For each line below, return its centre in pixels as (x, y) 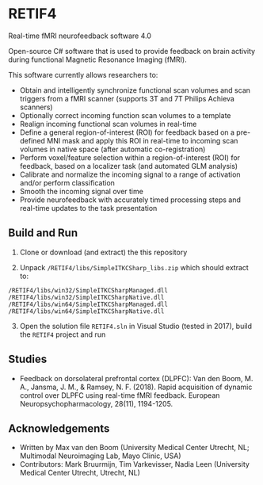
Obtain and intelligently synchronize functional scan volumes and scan (135, 90)
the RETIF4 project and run (63, 334)
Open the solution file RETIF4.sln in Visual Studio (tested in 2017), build (135, 326)
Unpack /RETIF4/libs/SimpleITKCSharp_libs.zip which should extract (134, 267)
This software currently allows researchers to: (83, 74)
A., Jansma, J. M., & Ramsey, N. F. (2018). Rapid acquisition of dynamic (136, 387)
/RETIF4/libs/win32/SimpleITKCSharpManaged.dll (88, 290)
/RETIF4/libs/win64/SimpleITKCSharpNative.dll (86, 311)
